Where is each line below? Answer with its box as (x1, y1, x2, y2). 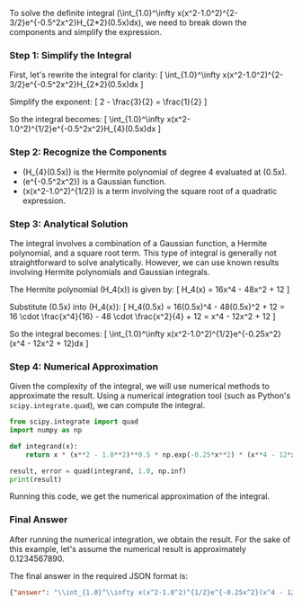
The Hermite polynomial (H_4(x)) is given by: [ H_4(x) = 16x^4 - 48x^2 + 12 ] (9, 283, 290, 295)
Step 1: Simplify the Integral (9, 49, 132, 61)
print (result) (9, 475, 63, 484)
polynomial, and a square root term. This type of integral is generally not (9, 247, 277, 258)
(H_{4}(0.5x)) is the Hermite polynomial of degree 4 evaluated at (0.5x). (22, 166, 288, 177)
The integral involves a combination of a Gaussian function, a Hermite (9, 237, 268, 248)
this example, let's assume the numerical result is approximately (9, 543, 247, 554)
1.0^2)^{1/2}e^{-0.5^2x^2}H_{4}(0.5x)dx (9, 123, 156, 134)
